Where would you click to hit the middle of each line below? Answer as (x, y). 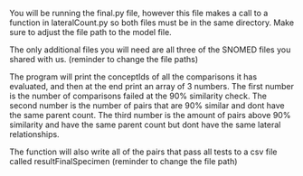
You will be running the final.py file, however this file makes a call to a (139, 13)
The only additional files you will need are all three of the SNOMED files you (150, 50)
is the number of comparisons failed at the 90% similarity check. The (138, 96)
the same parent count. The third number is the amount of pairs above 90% (150, 115)
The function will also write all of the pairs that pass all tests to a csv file (143, 152)
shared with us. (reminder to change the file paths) (104, 59)
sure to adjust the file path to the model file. (90, 32)
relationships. (35, 134)
